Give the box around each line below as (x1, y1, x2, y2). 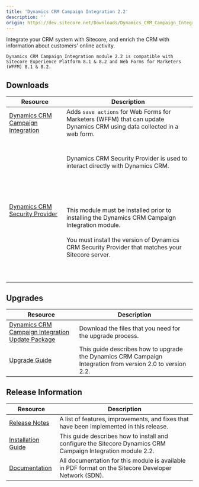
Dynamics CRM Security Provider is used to (66, 155, 188, 163)
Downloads (6, 80, 49, 90)
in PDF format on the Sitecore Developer (59, 463, 172, 472)
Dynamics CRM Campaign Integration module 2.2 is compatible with (6, 54, 174, 60)
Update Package (9, 335, 56, 344)
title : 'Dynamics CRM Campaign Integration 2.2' (6, 8, 129, 15)
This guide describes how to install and (59, 432, 169, 440)
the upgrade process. (79, 332, 139, 339)
